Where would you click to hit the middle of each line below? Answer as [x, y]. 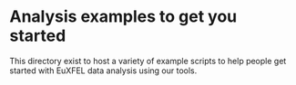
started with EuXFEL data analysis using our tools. [103, 71]
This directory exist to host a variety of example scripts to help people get [148, 61]
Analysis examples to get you [123, 17]
